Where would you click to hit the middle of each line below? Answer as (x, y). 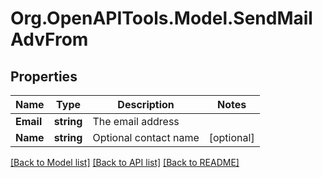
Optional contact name (146, 137)
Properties (44, 76)
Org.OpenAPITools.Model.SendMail (161, 18)
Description (146, 104)
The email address (136, 121)
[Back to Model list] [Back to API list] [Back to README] (125, 162)
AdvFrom (49, 39)
